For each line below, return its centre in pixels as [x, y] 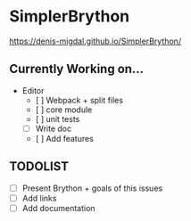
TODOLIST [39, 167]
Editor [33, 90]
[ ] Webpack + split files [79, 100]
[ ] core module [64, 110]
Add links [39, 198]
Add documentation [58, 208]
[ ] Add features [64, 138]
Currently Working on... [77, 69]
